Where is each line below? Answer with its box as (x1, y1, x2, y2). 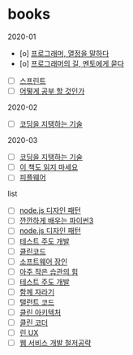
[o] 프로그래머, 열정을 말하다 (19, 48, 109, 58)
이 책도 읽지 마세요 (19, 162, 79, 172)
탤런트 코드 (19, 297, 55, 307)
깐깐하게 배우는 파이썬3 (19, 216, 94, 226)
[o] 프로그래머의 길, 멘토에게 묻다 (19, 58, 125, 68)
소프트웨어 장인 (19, 257, 68, 266)
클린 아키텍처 (19, 307, 62, 317)
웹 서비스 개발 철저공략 (19, 338, 92, 348)
